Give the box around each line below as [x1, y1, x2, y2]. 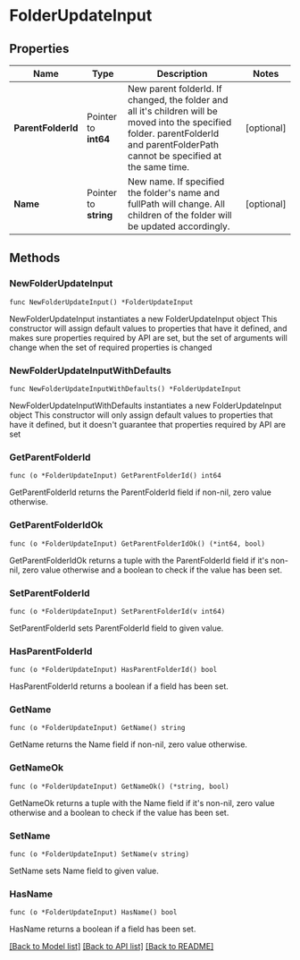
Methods [9, 251, 61, 266]
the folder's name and [128, 187, 221, 199]
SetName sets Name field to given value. [9, 865, 159, 877]
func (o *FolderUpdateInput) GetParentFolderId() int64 [9, 472, 221, 480]
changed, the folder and [128, 94, 229, 106]
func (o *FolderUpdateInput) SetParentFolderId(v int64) [9, 607, 226, 616]
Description [156, 68, 208, 80]
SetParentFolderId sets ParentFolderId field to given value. [9, 623, 224, 633]
